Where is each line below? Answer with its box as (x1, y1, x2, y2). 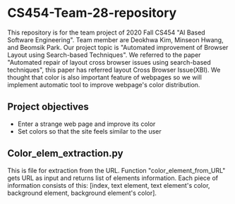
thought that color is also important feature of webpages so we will (7, 72, 203, 82)
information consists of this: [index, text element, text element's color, (7, 181, 210, 189)
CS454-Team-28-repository (7, 5, 177, 21)
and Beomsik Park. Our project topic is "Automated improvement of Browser (7, 43, 229, 51)
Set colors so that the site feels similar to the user (17, 127, 162, 135)
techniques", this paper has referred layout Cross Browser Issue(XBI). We (7, 65, 221, 74)
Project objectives (7, 101, 90, 113)
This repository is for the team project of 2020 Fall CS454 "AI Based (7, 28, 206, 37)
